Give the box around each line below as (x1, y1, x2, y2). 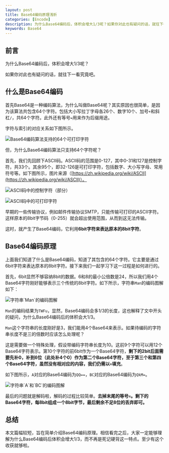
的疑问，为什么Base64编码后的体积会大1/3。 (5, 314, 98, 320)
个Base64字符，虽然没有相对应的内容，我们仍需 (5, 360, 106, 367)
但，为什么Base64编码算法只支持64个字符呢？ (5, 147, 102, 153)
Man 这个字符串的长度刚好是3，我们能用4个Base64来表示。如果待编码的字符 (5, 325, 161, 331)
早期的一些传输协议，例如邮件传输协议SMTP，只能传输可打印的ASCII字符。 (5, 208, 161, 215)
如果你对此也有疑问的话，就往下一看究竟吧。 (5, 71, 98, 77)
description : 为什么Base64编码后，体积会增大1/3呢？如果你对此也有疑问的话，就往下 (5, 21, 163, 27)
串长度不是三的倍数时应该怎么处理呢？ (5, 331, 84, 337)
